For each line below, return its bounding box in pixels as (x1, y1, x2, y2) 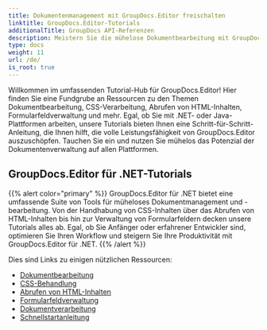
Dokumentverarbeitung (19, 304, 97, 313)
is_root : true (8, 64, 56, 72)
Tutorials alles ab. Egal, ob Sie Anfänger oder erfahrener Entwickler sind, (8, 222, 246, 231)
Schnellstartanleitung (19, 312, 90, 322)
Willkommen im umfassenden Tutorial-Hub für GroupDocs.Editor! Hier (8, 85, 237, 95)
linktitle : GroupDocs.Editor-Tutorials (8, 19, 141, 27)
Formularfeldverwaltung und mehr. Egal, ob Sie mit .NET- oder (8, 111, 212, 120)
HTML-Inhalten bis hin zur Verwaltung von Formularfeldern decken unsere (8, 214, 252, 223)
